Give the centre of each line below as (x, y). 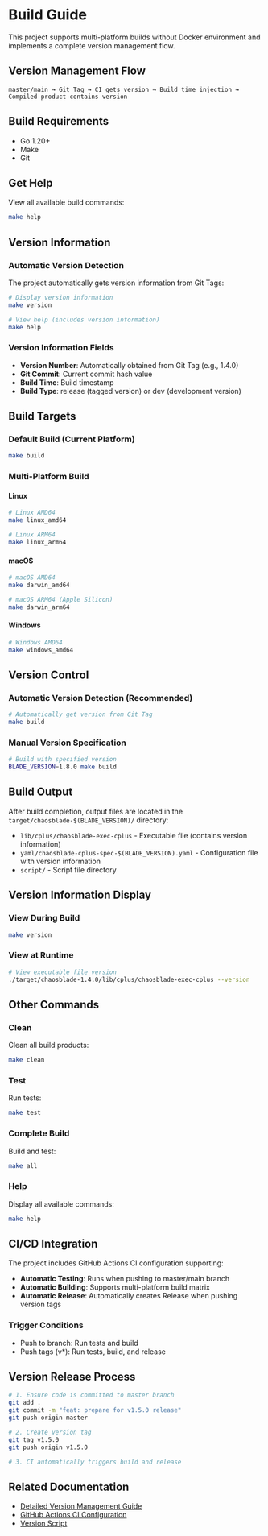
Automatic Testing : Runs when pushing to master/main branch (125, 1279)
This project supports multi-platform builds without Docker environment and (134, 37)
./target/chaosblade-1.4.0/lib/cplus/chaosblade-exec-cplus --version (129, 979)
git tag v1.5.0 (34, 1439)
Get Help (31, 183)
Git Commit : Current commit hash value (86, 374)
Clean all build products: (49, 1045)
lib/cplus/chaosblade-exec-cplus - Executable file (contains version (134, 835)
